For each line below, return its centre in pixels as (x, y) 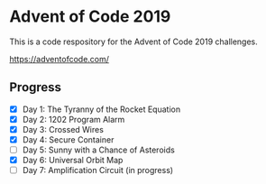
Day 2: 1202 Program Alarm (73, 119)
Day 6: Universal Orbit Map (73, 161)
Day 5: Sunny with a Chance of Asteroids (99, 150)
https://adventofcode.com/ (60, 59)
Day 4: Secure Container (68, 139)
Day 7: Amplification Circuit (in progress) (98, 170)
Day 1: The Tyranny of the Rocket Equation (101, 109)
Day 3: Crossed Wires (63, 129)
